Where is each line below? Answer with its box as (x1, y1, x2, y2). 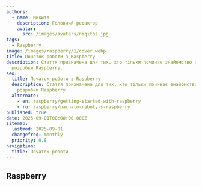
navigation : (6, 143, 36, 149)
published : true (6, 109, 47, 115)
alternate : (11, 93, 39, 99)
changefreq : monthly (11, 132, 63, 138)
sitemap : (6, 121, 28, 127)
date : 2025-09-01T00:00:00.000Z (6, 115, 87, 121)
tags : (6, 37, 20, 43)
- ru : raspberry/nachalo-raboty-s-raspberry (17, 103, 130, 110)
